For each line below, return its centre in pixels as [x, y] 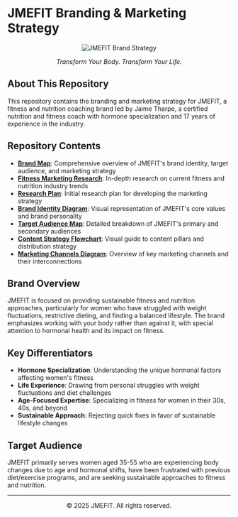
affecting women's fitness [56, 378]
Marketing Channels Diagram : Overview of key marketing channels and [123, 254]
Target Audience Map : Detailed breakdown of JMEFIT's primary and [118, 223]
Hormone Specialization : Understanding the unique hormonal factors [119, 370]
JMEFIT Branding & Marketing [97, 13]
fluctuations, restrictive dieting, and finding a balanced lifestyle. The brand [116, 316]
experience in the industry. [46, 124]
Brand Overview [44, 283]
